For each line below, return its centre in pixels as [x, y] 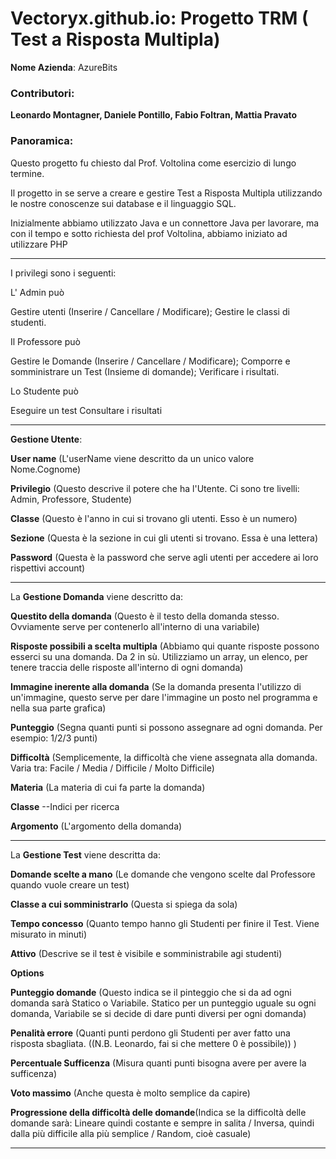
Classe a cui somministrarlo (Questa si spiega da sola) [124, 904]
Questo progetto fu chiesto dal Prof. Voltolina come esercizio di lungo [153, 163]
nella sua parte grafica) [58, 708]
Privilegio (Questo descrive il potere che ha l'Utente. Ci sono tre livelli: [155, 488]
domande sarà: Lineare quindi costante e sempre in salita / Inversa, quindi [162, 1123]
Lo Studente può [44, 391]
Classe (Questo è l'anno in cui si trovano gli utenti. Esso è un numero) [154, 518]
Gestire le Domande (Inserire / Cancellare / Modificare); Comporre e [150, 361]
